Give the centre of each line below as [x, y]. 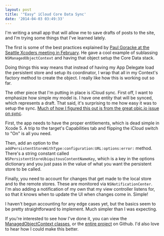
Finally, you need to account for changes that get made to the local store [78, 179]
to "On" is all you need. [28, 134]
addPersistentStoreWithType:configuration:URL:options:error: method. [79, 148]
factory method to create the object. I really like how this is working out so [80, 78]
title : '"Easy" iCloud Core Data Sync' [46, 14]
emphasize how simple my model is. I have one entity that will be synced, [79, 98]
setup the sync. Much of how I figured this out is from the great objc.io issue [82, 108]
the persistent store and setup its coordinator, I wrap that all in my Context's [82, 73]
